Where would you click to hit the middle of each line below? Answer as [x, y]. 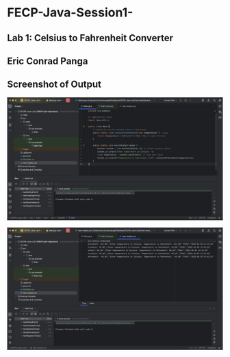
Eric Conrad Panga [48, 61]
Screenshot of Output [54, 85]
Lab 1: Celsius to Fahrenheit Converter [90, 38]
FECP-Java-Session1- [70, 13]
